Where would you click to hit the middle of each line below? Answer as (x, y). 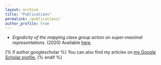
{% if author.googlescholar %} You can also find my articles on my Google (80, 52)
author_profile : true (27, 23)
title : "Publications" (28, 14)
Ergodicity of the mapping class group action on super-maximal (77, 37)
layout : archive (22, 10)
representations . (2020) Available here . (52, 43)
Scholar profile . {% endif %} (34, 58)
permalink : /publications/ (33, 19)
